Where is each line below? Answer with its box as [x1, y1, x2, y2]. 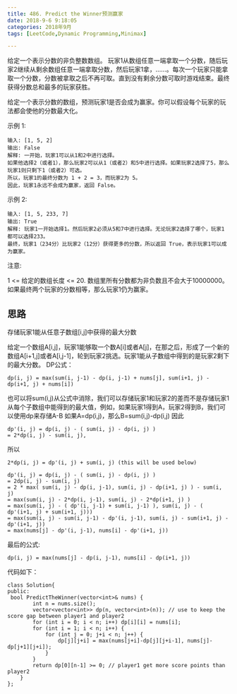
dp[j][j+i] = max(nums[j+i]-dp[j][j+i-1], [57, 638, 185, 645]
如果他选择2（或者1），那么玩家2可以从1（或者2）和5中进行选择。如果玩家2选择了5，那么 [7, 159, 230, 166]
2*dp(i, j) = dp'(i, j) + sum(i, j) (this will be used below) [7, 459, 197, 466]
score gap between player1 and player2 [7, 613, 125, 620]
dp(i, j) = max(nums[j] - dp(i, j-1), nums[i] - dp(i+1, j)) [7, 554, 191, 561]
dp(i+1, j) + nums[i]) [7, 381, 74, 388]
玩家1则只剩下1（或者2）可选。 [7, 167, 86, 174]
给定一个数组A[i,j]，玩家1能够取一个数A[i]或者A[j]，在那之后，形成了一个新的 [7, 343, 230, 351]
